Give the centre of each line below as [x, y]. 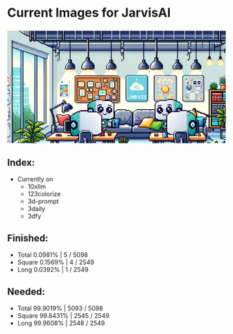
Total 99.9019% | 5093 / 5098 [60, 308]
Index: [21, 162]
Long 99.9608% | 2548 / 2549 [61, 323]
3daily [36, 209]
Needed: [26, 291]
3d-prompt [43, 201]
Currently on [35, 180]
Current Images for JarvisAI [89, 13]
